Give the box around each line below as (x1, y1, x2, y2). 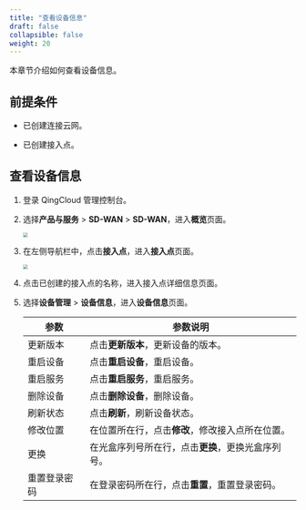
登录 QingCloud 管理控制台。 (22, 194, 132, 205)
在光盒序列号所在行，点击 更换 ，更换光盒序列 (89, 441, 281, 454)
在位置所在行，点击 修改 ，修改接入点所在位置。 (89, 423, 291, 436)
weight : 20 (9, 38, 51, 48)
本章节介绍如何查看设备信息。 (9, 65, 121, 76)
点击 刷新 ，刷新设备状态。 (89, 406, 199, 419)
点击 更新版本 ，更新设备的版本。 (89, 338, 227, 351)
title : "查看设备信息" (9, 13, 87, 23)
